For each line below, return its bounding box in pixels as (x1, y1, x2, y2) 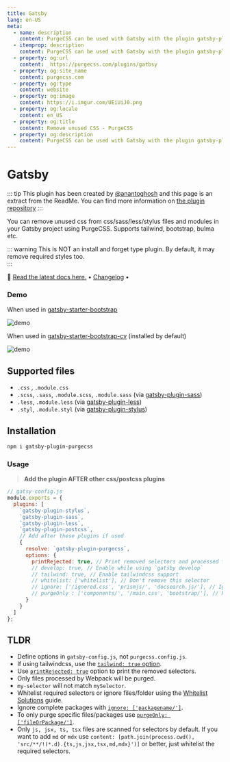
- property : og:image (13, 93, 75, 100)
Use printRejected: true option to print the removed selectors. (16, 667, 196, 675)
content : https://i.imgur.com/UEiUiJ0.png (19, 99, 142, 106)
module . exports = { (7, 494, 63, 502)
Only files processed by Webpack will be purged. (16, 674, 156, 683)
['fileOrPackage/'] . (16, 718, 75, 726)
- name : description (13, 29, 72, 36)
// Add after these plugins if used (19, 533, 125, 539)
